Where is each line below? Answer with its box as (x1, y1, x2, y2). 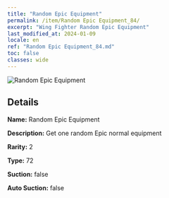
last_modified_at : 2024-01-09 (7, 30, 96, 37)
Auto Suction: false (7, 183, 65, 192)
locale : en (7, 37, 39, 44)
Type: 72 (7, 156, 34, 165)
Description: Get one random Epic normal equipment (7, 129, 162, 137)
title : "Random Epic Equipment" (7, 10, 102, 18)
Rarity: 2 (7, 142, 33, 151)
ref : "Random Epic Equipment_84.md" (7, 43, 115, 50)
